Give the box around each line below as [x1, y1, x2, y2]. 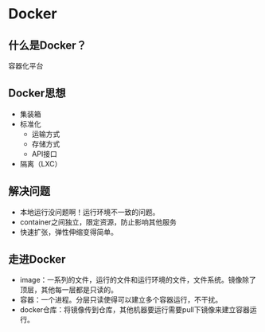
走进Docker [8, 252, 66, 267]
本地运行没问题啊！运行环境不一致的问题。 [19, 207, 160, 217]
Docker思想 [8, 87, 66, 100]
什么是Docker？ [8, 38, 88, 52]
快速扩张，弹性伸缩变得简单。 [19, 227, 118, 236]
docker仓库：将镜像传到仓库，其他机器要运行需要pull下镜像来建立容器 [19, 305, 251, 314]
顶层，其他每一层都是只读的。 [19, 285, 118, 295]
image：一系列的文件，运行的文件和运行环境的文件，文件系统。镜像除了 [19, 275, 257, 285]
